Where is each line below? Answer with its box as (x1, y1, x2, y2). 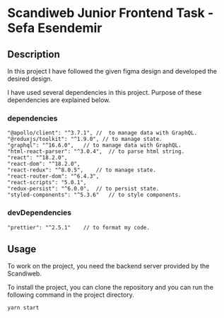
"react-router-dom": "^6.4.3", (7, 173, 100, 180)
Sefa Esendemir (7, 20, 102, 36)
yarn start (7, 305, 40, 312)
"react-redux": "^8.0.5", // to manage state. (7, 166, 157, 174)
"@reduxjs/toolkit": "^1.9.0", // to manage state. (7, 136, 163, 143)
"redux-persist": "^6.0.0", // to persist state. (7, 186, 160, 193)
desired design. (7, 74, 53, 83)
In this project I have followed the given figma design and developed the (7, 67, 218, 75)
